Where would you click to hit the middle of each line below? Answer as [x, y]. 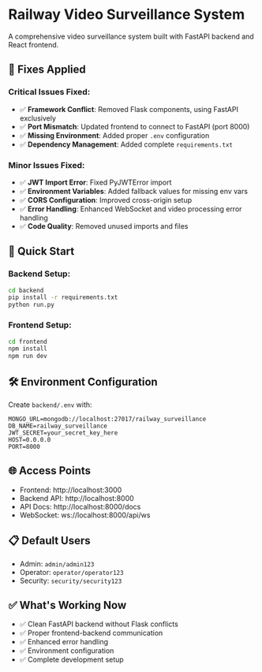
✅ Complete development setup [71, 659]
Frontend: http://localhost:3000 [71, 490]
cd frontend [28, 342]
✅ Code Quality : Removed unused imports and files [104, 226]
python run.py [32, 305]
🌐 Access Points [50, 471]
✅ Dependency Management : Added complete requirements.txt [126, 144]
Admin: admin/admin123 [57, 564]
